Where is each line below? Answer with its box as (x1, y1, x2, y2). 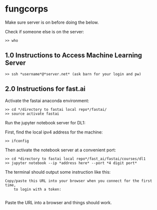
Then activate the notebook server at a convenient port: (5, 147, 116, 153)
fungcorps (5, 3, 48, 15)
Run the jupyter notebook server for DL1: (5, 120, 86, 125)
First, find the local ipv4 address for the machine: (5, 129, 103, 135)
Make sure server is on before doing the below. (5, 19, 99, 25)
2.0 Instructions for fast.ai (5, 85, 86, 93)
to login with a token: (14, 187, 62, 192)
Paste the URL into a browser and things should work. (5, 199, 112, 205)
